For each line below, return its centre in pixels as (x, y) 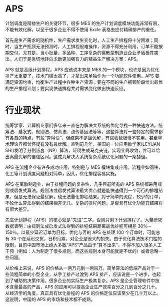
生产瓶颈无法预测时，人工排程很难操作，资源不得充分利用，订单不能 (88, 46)
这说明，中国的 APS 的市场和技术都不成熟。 (50, 299)
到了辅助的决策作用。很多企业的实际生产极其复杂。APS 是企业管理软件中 (80, 280)
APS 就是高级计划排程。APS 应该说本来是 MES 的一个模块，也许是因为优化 (82, 69)
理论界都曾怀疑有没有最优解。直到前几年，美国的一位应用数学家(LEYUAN (85, 144)
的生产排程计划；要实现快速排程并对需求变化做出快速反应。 (66, 88)
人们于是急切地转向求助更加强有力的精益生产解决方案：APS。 (77, 59)
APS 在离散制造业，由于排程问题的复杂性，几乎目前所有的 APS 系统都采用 (81, 184)
